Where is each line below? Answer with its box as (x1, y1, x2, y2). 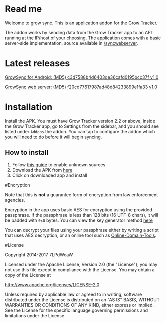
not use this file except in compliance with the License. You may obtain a (5, 266, 155, 273)
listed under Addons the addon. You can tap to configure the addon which (5, 128, 155, 134)
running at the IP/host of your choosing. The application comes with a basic (5, 35, 161, 41)
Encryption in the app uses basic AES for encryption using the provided (5, 206, 152, 213)
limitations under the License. (5, 312, 66, 318)
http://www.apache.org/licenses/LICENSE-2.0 (5, 281, 100, 288)
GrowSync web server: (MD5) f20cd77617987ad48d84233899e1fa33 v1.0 (5, 84, 157, 90)
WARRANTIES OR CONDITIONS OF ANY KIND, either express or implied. (5, 302, 154, 308)
